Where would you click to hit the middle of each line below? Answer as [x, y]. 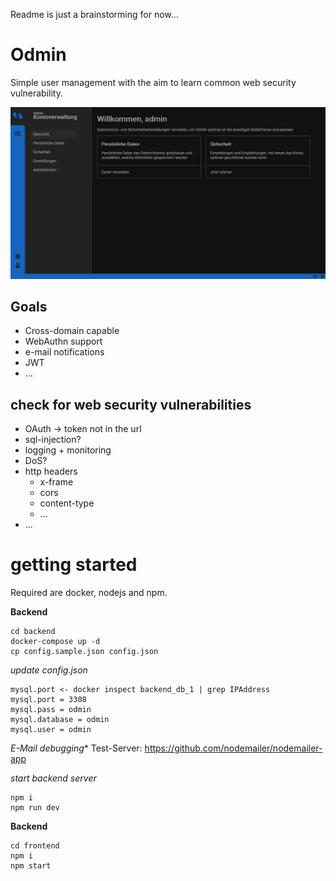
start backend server [53, 778]
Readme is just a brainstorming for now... [94, 14]
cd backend [33, 632]
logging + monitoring [68, 450]
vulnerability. [36, 93]
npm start [31, 866]
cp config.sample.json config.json [84, 652]
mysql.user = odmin [51, 730]
